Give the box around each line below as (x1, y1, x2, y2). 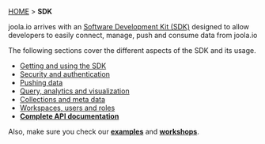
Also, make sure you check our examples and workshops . (8, 127, 200, 136)
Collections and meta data (19, 95, 105, 104)
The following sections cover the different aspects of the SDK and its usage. (8, 46, 256, 55)
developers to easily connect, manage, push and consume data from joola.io (8, 31, 258, 40)
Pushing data (19, 78, 63, 87)
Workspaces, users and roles (19, 103, 115, 112)
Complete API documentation (19, 112, 119, 121)
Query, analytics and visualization (19, 86, 130, 96)
